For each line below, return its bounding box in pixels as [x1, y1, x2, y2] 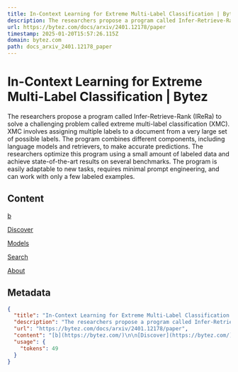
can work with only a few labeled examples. [7, 172, 135, 180]
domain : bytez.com [7, 37, 62, 44]
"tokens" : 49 [20, 344, 59, 352]
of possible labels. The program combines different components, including [7, 134, 225, 143]
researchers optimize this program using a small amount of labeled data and [7, 149, 230, 158]
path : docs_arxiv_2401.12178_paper [7, 43, 113, 50]
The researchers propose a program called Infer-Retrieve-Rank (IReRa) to [7, 112, 222, 120]
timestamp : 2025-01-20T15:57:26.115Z [7, 30, 119, 37]
